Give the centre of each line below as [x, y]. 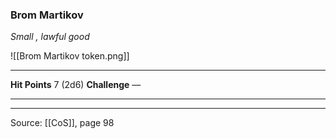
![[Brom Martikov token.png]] [70, 56]
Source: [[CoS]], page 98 [62, 123]
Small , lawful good [50, 37]
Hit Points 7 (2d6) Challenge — [76, 85]
